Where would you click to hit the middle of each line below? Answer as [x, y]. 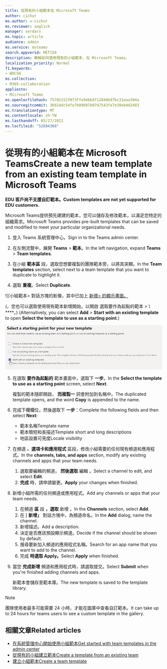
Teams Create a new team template [79, 164]
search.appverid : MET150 [31, 52]
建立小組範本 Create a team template [50, 661]
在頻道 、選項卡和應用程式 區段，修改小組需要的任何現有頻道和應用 [81, 449]
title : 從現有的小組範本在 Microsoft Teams [48, 10]
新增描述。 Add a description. [50, 527]
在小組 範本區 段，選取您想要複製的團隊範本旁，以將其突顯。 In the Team [87, 264]
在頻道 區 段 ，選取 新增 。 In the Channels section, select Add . [84, 509]
